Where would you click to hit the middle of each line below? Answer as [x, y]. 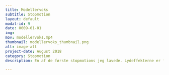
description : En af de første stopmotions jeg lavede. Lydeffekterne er [83, 61]
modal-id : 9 [18, 24]
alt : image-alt [21, 47]
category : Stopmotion [28, 56]
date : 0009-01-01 [23, 28]
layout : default [22, 19]
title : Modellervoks [27, 10]
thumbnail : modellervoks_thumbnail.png [47, 42]
